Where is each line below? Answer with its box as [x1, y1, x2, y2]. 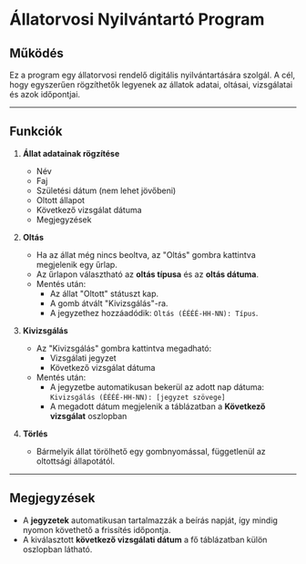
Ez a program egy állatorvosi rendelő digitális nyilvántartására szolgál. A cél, [9, 69, 296, 80]
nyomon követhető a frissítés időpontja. [22, 524, 171, 535]
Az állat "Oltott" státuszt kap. [49, 288, 159, 299]
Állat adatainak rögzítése [22, 148, 120, 159]
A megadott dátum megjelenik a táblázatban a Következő [49, 401, 266, 412]
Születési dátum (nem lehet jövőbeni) [36, 185, 177, 196]
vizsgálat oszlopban [49, 410, 127, 421]
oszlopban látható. [22, 543, 93, 555]
